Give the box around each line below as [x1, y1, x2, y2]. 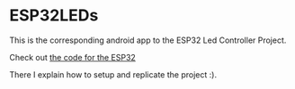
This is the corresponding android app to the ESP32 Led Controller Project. [9, 35, 287, 45]
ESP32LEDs [9, 5, 99, 26]
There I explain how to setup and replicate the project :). [9, 69, 218, 80]
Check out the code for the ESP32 [9, 52, 137, 62]
